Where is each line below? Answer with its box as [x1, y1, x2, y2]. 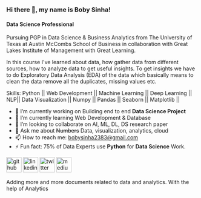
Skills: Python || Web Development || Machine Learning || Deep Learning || [6, 90, 193, 97]
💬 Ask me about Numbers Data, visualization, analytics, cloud [15, 127, 168, 134]
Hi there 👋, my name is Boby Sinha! [6, 5, 111, 14]
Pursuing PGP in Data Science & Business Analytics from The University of [6, 34, 193, 41]
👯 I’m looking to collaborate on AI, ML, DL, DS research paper [15, 120, 168, 128]
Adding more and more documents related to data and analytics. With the [6, 179, 189, 186]
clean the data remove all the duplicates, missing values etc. [6, 78, 157, 85]
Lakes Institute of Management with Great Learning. [6, 47, 136, 54]
